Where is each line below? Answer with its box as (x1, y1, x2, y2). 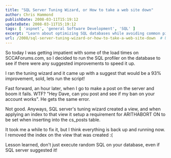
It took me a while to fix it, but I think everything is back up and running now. (5, 126, 165, 132)
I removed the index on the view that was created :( (5, 132, 113, 138)
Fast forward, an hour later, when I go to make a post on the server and (5, 85, 154, 91)
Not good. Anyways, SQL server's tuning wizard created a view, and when (5, 106, 161, 112)
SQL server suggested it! (5, 147, 58, 153)
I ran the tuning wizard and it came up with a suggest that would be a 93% (5, 70, 161, 76)
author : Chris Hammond (5, 12, 53, 17)
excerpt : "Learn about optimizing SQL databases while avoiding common (5, 31, 160, 36)
